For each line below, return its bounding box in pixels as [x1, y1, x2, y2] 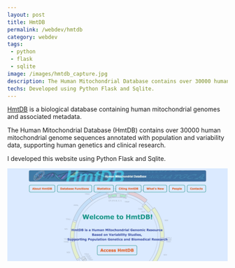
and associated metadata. [7, 113, 82, 121]
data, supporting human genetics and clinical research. [7, 141, 166, 150]
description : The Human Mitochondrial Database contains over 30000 [7, 78, 211, 85]
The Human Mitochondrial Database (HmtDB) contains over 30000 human [7, 126, 222, 134]
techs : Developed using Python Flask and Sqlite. [7, 85, 155, 92]
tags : [7, 41, 23, 48]
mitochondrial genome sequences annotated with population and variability [7, 134, 225, 142]
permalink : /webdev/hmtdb [7, 26, 83, 33]
